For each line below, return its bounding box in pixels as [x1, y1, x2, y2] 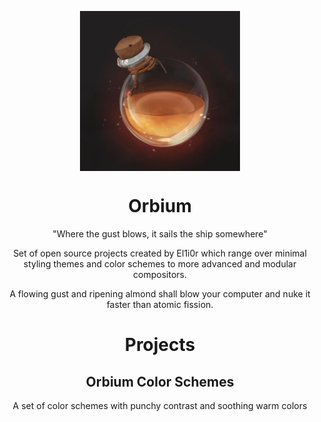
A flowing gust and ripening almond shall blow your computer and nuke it [9, 287, 311, 300]
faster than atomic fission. [106, 298, 214, 310]
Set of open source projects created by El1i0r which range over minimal [13, 247, 307, 259]
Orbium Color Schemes [85, 373, 235, 390]
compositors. [133, 268, 187, 280]
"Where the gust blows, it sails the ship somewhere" [52, 227, 268, 240]
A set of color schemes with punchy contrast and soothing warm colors [12, 399, 308, 411]
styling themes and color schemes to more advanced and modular [23, 257, 297, 270]
